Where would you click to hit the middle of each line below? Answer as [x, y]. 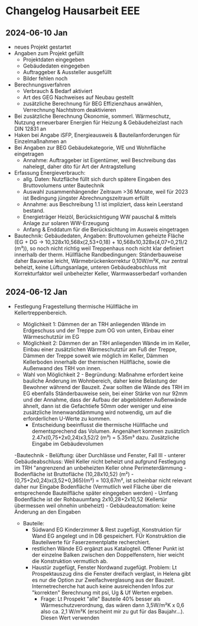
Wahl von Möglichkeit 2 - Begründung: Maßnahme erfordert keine [103, 374]
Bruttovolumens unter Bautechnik [64, 185]
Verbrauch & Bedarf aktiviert [58, 91]
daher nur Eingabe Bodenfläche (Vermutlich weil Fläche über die [93, 486]
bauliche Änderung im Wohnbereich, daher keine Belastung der [100, 381]
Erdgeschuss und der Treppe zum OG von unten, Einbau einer [98, 330]
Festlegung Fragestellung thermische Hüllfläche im [76, 306]
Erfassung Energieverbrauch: [50, 173]
